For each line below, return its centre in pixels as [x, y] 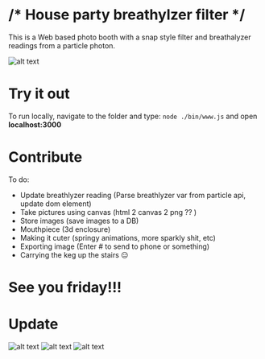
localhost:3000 [35, 124]
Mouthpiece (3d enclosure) [65, 229]
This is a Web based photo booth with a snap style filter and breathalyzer [130, 37]
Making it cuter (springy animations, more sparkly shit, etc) [118, 237]
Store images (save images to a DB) [79, 221]
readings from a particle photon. [62, 45]
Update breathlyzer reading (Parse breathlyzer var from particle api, [133, 195]
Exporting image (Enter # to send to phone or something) [115, 246]
